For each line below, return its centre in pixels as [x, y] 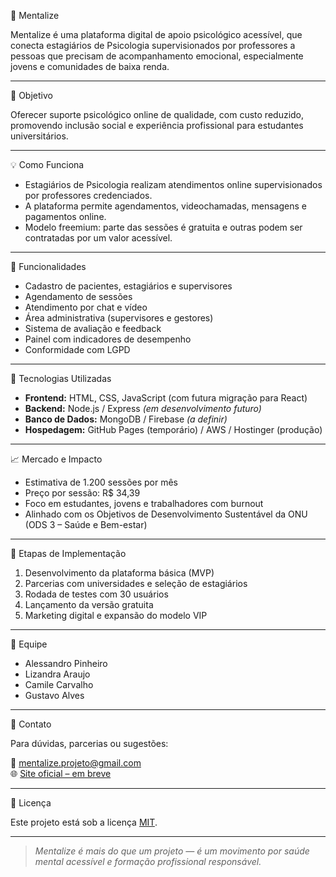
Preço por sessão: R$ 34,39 [82, 493]
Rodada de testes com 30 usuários [96, 594]
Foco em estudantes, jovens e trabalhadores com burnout [144, 503]
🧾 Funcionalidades [48, 266]
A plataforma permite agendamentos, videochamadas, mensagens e [165, 206]
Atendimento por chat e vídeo [86, 307]
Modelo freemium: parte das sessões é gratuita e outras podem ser [163, 227]
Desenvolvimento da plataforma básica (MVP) [119, 573]
